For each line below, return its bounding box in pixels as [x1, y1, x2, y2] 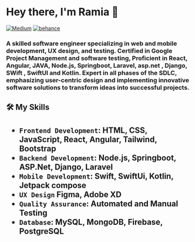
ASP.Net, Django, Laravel [19, 162, 113, 172]
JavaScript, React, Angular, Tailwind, [19, 135, 157, 144]
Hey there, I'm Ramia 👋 [6, 5, 119, 19]
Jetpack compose [19, 180, 87, 190]
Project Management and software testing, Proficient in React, [6, 54, 188, 62]
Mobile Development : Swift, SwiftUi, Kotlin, [19, 171, 174, 181]
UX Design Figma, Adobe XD [19, 189, 122, 199]
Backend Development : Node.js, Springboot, [19, 153, 176, 163]
